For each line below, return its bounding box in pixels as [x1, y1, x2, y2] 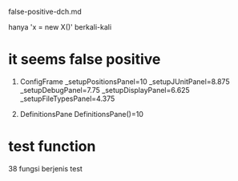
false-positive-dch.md [8, 7, 82, 16]
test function [8, 138, 96, 155]
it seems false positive [8, 50, 161, 69]
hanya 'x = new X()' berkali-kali [8, 22, 112, 31]
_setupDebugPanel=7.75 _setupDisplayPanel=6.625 [19, 85, 190, 95]
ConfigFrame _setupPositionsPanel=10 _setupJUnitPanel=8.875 [19, 76, 230, 86]
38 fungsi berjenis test [8, 163, 83, 173]
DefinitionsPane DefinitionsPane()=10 [19, 109, 144, 119]
